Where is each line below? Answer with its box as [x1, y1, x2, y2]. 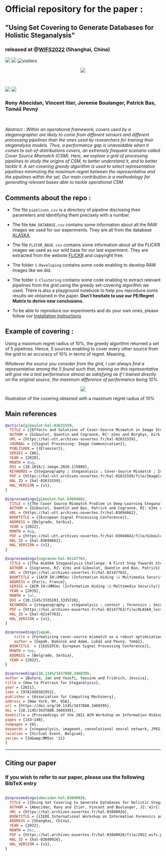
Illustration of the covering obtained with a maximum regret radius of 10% [5, 395, 155, 401]
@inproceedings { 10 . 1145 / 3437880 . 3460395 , [5, 671, 92, 676]
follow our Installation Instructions [12, 313, 82, 319]
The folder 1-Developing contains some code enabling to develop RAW [12, 262, 157, 268]
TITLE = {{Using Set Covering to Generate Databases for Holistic [9, 800, 149, 805]
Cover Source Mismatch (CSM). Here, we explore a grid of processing [5, 153, 148, 159]
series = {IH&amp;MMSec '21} [5, 736, 65, 741]
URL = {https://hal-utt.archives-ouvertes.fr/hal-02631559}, [9, 437, 138, 442]
